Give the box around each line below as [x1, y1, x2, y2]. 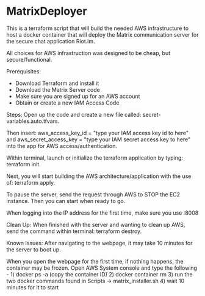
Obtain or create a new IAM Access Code [15, 99, 120, 106]
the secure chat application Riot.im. [6, 37, 96, 45]
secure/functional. [6, 56, 52, 63]
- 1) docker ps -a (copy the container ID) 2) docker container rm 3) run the [6, 270, 193, 278]
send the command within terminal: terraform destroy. [6, 228, 142, 235]
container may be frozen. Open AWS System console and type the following [6, 264, 197, 272]
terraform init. [6, 160, 41, 168]
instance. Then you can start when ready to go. [6, 197, 126, 204]
